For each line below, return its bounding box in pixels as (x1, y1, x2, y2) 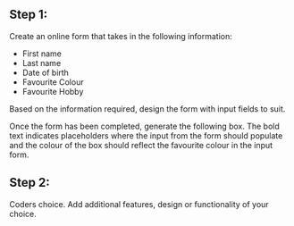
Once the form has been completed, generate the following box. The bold (9, 121, 280, 131)
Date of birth (21, 67, 70, 78)
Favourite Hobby (21, 86, 84, 96)
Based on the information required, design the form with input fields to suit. (9, 103, 286, 114)
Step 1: (9, 7, 48, 22)
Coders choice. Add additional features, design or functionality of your (9, 198, 270, 209)
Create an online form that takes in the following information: (9, 30, 232, 41)
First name (21, 48, 63, 59)
